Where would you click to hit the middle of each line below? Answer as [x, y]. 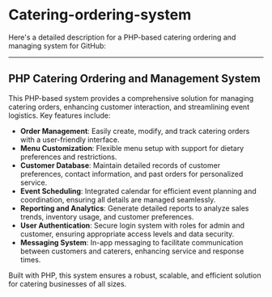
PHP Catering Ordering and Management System [134, 79]
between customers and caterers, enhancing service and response [132, 251]
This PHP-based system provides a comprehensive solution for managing [131, 98]
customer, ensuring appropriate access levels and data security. [127, 234]
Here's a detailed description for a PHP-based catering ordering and [122, 37]
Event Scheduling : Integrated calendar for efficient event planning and [138, 190]
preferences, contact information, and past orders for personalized [132, 174]
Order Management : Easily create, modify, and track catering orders [135, 131]
